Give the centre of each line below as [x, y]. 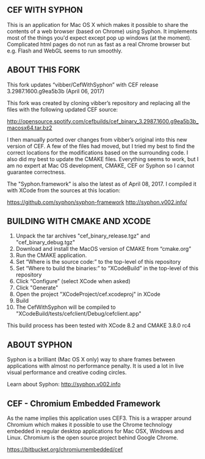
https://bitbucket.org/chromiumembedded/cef [65, 450]
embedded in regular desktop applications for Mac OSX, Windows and [95, 431]
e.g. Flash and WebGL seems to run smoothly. [65, 51]
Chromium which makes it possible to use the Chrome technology [90, 425]
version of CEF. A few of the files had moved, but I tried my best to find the [101, 146]
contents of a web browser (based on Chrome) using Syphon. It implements [102, 31]
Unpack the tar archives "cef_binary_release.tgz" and [83, 236]
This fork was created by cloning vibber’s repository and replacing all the [99, 103]
